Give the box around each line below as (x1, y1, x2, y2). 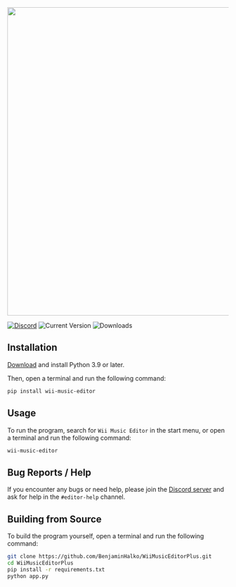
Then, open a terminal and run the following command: (7, 373, 166, 383)
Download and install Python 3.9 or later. (7, 360, 125, 369)
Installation (7, 342, 58, 354)
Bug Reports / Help (7, 466, 91, 478)
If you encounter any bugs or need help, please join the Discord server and (7, 486, 225, 494)
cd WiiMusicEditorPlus (7, 560, 74, 567)
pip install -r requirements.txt (7, 566, 105, 573)
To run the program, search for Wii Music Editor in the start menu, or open (7, 426, 225, 434)
